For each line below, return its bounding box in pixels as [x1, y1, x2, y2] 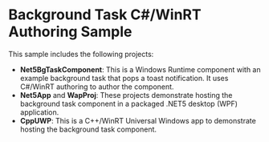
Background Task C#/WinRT [8, 6, 202, 24]
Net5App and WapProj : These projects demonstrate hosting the [19, 90, 233, 99]
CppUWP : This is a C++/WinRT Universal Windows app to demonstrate [19, 116, 257, 125]
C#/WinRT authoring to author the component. [19, 82, 174, 91]
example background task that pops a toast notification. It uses [19, 73, 229, 83]
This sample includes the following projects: [8, 49, 154, 59]
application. [19, 107, 59, 117]
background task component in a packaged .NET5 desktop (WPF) [19, 99, 238, 108]
